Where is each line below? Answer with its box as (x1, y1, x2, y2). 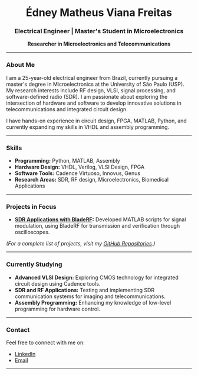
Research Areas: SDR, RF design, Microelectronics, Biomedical (14, 176, 169, 183)
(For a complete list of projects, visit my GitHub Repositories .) (6, 240, 156, 247)
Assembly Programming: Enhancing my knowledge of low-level (14, 299, 171, 306)
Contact (6, 325, 30, 334)
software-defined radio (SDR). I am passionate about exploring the (6, 93, 168, 100)
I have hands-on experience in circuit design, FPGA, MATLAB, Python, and (6, 117, 187, 124)
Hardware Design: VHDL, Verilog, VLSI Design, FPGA (14, 163, 145, 171)
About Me (6, 61, 35, 69)
